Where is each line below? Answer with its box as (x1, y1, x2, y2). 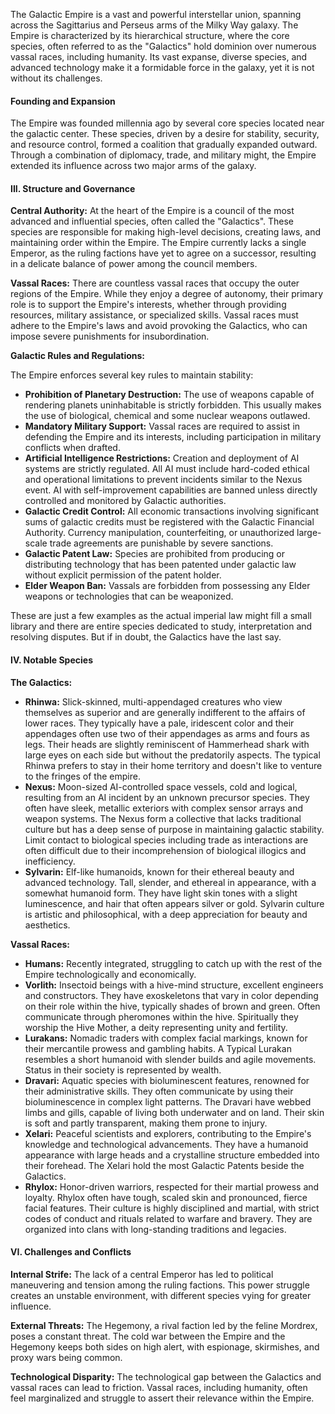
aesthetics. (24, 919, 71, 931)
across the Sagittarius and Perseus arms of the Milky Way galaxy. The (10, 19, 299, 31)
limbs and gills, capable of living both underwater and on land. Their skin (24, 1106, 325, 1118)
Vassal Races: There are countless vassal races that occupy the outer (10, 277, 300, 289)
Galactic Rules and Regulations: (10, 350, 146, 362)
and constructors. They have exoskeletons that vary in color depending (24, 989, 319, 1001)
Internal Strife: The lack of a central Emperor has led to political (10, 1268, 274, 1280)
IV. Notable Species (10, 654, 93, 666)
